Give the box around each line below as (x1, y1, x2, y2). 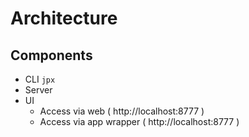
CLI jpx (24, 73, 56, 85)
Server (24, 84, 53, 96)
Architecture (10, 7, 118, 30)
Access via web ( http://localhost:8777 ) (39, 105, 205, 117)
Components (10, 47, 93, 64)
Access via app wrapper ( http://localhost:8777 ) (39, 116, 240, 127)
